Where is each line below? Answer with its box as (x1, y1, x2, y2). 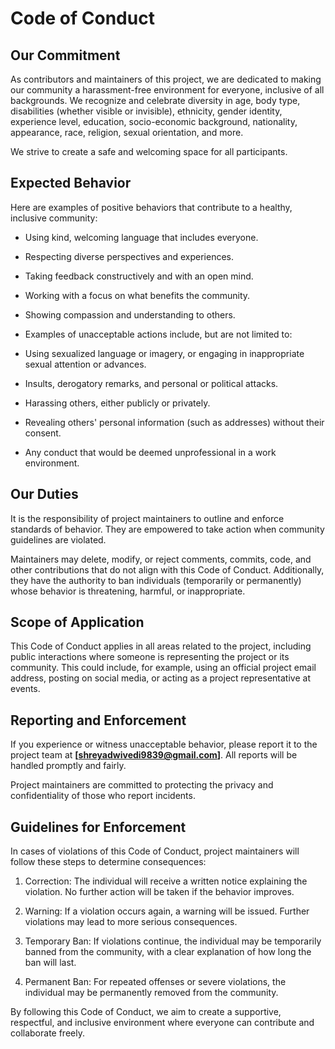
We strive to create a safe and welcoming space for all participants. (10, 146, 288, 157)
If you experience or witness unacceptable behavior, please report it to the (10, 738, 318, 751)
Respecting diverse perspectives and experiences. (24, 250, 234, 262)
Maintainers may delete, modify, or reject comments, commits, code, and (10, 553, 312, 565)
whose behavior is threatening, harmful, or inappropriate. (10, 585, 246, 597)
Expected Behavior (10, 175, 132, 192)
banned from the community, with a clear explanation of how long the (24, 946, 312, 958)
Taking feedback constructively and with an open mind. (24, 270, 254, 282)
